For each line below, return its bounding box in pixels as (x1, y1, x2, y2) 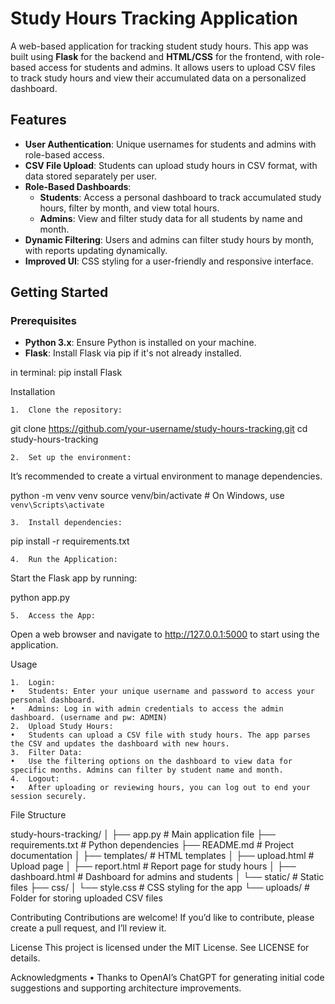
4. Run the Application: (10, 555, 118, 565)
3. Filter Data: (10, 748, 83, 758)
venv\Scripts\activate (10, 500, 105, 511)
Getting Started (10, 284, 109, 301)
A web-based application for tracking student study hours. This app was (10, 40, 309, 52)
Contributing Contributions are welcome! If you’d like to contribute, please (10, 912, 315, 924)
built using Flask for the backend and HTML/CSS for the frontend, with (10, 50, 303, 62)
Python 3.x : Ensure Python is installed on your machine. (24, 337, 257, 349)
